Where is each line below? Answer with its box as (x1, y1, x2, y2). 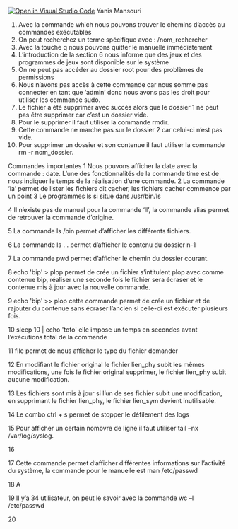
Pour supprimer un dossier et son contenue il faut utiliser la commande (18, 141, 225, 149)
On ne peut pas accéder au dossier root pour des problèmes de (18, 66, 204, 74)
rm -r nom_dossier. (18, 149, 74, 156)
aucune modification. (8, 376, 70, 383)
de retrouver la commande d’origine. (8, 213, 114, 221)
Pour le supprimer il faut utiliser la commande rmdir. (18, 118, 169, 127)
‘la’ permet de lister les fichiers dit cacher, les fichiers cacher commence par (8, 185, 232, 192)
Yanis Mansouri (96, 7, 142, 15)
